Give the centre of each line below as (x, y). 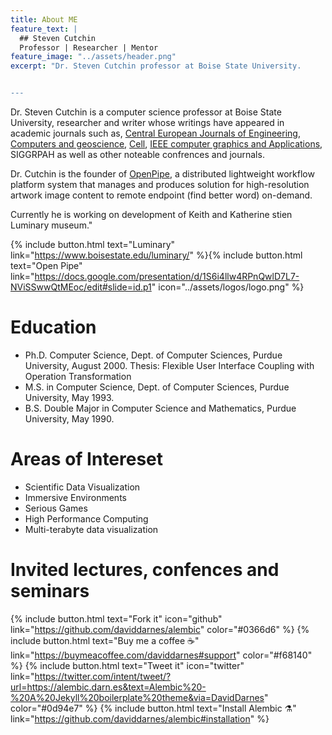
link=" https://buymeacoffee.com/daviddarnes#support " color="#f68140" (161, 655)
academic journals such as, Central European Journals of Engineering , (155, 133)
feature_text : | (44, 29)
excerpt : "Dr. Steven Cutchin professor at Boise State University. (156, 66)
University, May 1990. (69, 418)
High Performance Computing (86, 518)
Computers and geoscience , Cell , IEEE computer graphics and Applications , (166, 144)
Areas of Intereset (87, 459)
